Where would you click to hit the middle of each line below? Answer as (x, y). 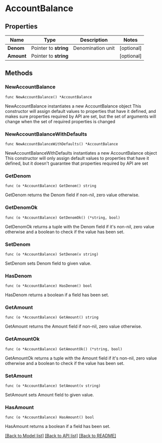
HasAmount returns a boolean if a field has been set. (58, 427)
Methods (19, 73)
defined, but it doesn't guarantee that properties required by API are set (77, 163)
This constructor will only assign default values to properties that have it (77, 158)
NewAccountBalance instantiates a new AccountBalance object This (73, 106)
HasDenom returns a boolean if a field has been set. (57, 295)
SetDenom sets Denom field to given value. (48, 263)
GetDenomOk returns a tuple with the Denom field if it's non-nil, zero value (80, 226)
